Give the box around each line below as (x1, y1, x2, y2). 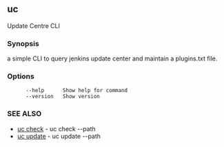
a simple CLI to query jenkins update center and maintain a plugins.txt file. (7, 54, 218, 63)
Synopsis (7, 38, 39, 48)
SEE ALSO (7, 109, 42, 119)
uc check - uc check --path (17, 124, 96, 133)
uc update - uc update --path (17, 132, 101, 140)
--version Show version (25, 93, 100, 100)
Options (7, 71, 34, 81)
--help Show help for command (25, 87, 128, 94)
